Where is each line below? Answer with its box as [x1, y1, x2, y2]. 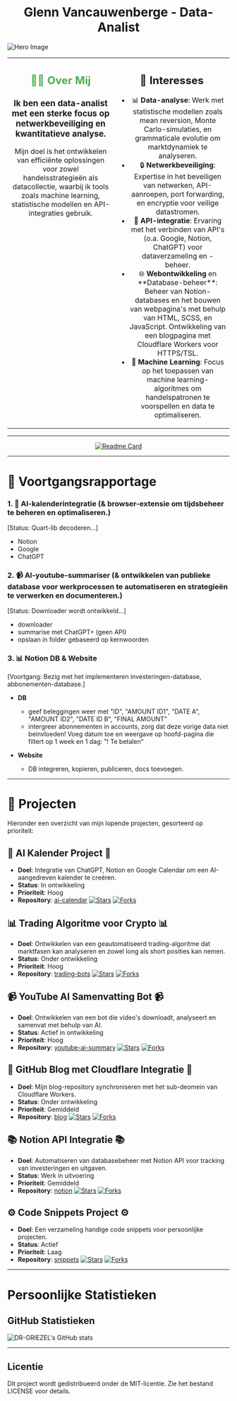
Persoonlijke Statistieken [7, 1287, 157, 1303]
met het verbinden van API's [130, 225, 225, 235]
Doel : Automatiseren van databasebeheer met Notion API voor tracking [17, 1156, 224, 1164]
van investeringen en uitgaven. [17, 1164, 107, 1172]
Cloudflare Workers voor [137, 340, 219, 350]
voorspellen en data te [140, 401, 215, 411]
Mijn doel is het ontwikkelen [14, 146, 107, 156]
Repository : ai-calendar [17, 896, 88, 904]
